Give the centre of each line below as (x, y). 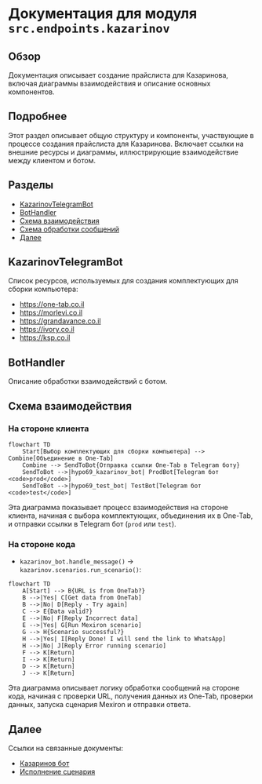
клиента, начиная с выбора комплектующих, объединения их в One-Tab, (131, 516)
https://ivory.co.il (47, 330)
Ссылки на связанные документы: (66, 748)
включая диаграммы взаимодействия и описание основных (109, 84)
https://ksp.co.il (45, 337)
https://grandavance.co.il (60, 321)
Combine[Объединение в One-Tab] (61, 458)
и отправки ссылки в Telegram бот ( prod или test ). (92, 523)
